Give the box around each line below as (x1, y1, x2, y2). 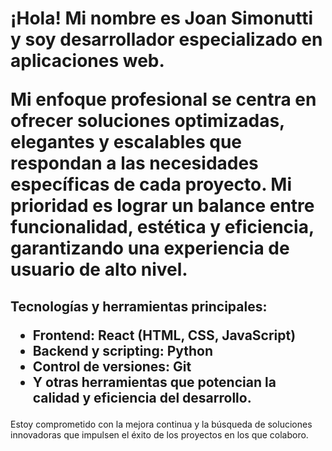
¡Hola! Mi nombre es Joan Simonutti (10, 7, 314, 30)
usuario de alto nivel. (10, 258, 188, 281)
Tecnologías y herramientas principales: (10, 298, 268, 315)
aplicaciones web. (10, 50, 165, 72)
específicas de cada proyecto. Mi (10, 173, 293, 196)
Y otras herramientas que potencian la (32, 373, 277, 391)
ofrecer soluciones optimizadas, (10, 110, 285, 132)
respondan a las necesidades (10, 152, 259, 175)
